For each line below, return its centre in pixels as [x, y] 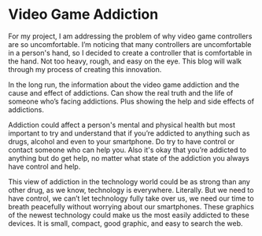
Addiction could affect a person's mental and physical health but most [122, 125]
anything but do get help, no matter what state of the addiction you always [129, 158]
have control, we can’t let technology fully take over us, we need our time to [131, 198]
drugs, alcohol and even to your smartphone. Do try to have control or [122, 141]
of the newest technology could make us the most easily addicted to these [129, 215]
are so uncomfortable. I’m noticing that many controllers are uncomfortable [130, 44]
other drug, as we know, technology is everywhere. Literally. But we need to [131, 190]
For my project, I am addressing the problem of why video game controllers [130, 36]
